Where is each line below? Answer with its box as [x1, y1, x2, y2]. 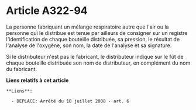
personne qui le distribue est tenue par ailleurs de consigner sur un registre [6, 29, 188, 36]
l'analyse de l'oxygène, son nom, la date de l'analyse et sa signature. [6, 42, 172, 49]
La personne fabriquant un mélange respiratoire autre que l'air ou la [6, 23, 169, 30]
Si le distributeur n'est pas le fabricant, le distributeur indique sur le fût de [6, 53, 184, 60]
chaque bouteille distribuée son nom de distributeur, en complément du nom [6, 59, 191, 66]
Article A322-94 [6, 4, 88, 17]
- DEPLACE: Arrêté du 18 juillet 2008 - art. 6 [11, 98, 130, 104]
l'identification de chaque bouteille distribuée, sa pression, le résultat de [6, 36, 180, 42]
